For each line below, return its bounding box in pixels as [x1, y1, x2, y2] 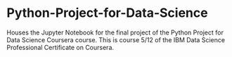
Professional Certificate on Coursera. [6, 43, 114, 51]
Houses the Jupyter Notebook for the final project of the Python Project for [6, 28, 224, 37]
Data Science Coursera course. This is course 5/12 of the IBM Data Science [6, 35, 226, 44]
